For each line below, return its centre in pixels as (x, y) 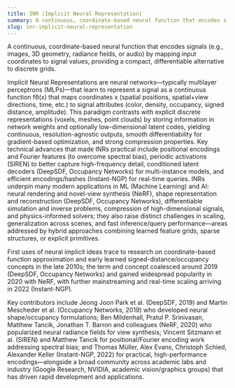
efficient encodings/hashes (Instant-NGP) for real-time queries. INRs (106, 179)
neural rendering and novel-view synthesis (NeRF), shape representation (112, 194)
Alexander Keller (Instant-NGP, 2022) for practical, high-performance (107, 354)
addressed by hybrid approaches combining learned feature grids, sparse (114, 231)
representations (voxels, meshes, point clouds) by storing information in (111, 120)
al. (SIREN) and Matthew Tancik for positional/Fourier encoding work (106, 340)
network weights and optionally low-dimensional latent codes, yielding (109, 127)
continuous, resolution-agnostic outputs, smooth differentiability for (105, 134)
